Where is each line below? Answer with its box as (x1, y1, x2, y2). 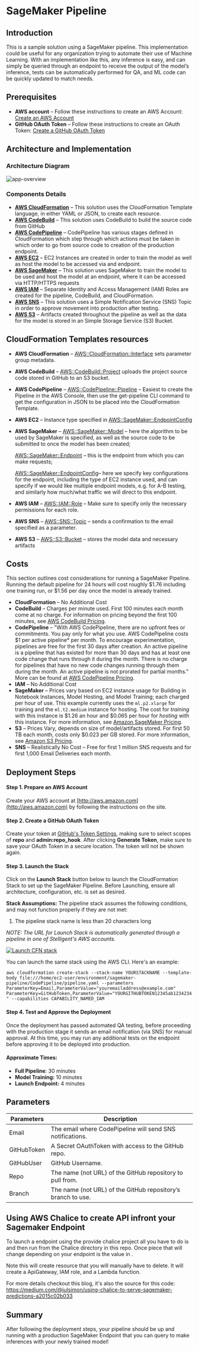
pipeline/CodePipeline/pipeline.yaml (6, 980, 99, 986)
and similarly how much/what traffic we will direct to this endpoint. (14, 488, 177, 495)
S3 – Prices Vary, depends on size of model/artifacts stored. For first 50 (14, 725, 190, 732)
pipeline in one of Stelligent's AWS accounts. (6, 936, 116, 943)
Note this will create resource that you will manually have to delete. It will (6, 1262, 184, 1269)
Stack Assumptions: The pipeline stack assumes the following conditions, (6, 900, 188, 907)
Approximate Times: (6, 1054, 58, 1061)
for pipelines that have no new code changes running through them (14, 662, 179, 669)
